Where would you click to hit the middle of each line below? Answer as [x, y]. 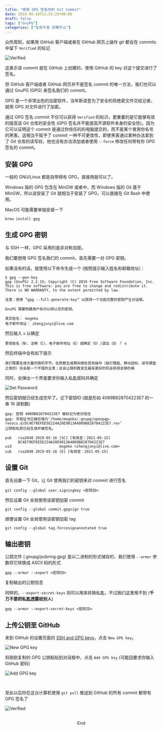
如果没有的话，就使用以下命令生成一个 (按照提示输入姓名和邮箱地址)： [75, 268]
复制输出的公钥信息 [24, 582]
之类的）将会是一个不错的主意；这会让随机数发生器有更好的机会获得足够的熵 [70, 368]
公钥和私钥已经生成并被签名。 [30, 428]
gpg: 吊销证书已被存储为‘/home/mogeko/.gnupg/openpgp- [58, 419]
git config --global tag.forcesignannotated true [56, 528]
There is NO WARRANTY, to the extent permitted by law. [62, 290]
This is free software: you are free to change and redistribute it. [77, 286]
